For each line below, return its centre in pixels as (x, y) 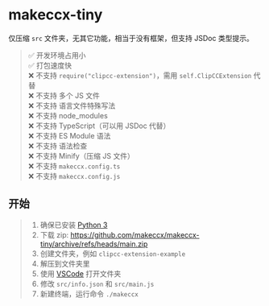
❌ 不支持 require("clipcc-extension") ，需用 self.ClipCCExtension (140, 75)
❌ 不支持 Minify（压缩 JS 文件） (81, 155)
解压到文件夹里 (65, 263)
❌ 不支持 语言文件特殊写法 (72, 105)
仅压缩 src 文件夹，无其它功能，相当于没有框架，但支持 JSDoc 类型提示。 (131, 38)
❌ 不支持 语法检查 (58, 146)
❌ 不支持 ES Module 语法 (69, 135)
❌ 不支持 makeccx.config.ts (74, 166)
